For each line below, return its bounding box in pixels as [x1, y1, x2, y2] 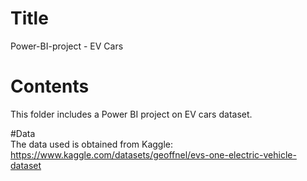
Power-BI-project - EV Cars [10, 40, 124, 52]
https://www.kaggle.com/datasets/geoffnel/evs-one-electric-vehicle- [10, 148, 297, 161]
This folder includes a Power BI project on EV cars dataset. [10, 108, 253, 120]
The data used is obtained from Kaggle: [10, 138, 174, 150]
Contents [10, 75, 90, 98]
